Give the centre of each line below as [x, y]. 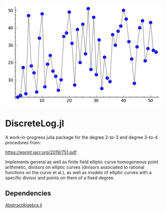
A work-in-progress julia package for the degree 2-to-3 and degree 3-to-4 [82, 137]
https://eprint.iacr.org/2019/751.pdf [41, 152]
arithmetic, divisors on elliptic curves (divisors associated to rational [75, 167]
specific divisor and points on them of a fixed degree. [60, 178]
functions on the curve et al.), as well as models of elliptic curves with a [79, 172]
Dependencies [28, 193]
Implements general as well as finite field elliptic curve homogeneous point [82, 162]
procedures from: [23, 142]
